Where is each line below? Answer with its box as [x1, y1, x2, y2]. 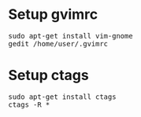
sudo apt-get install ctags [8, 92, 117, 101]
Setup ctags [8, 67, 89, 84]
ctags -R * [8, 100, 50, 109]
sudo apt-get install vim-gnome [8, 31, 133, 40]
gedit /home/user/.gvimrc [8, 39, 109, 48]
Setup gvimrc [8, 5, 98, 24]
